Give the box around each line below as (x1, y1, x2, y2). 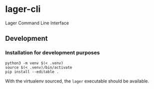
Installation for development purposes (5, 49, 100, 56)
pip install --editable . (5, 69, 59, 74)
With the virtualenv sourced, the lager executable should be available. (5, 78, 150, 84)
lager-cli (5, 3, 41, 15)
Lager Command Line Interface (5, 20, 69, 26)
